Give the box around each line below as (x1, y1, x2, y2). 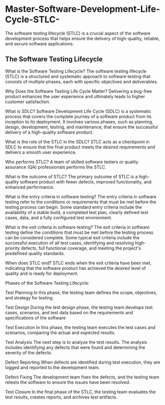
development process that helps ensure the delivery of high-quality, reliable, (5, 36, 160, 41)
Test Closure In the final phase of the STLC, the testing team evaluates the (5, 389, 156, 395)
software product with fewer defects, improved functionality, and (20, 179, 152, 184)
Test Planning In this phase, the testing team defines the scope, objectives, (5, 290, 158, 295)
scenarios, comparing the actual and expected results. (5, 330, 116, 335)
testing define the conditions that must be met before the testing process (5, 229, 154, 235)
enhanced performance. (5, 184, 54, 190)
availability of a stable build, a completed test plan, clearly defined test (5, 209, 149, 215)
